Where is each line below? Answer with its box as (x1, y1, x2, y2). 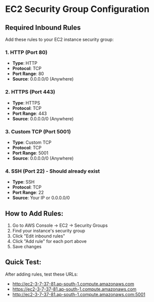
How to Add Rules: (5, 209, 64, 217)
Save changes (12, 244, 42, 249)
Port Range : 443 (12, 110, 47, 116)
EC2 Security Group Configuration (5, 3, 150, 15)
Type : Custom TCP (12, 139, 52, 145)
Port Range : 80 (12, 71, 44, 77)
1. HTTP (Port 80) (5, 49, 48, 56)
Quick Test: (5, 258, 41, 267)
